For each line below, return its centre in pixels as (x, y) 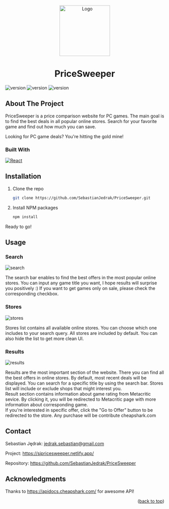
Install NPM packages (35, 207)
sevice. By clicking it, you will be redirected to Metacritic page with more (81, 399)
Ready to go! (18, 226)
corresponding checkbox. (32, 294)
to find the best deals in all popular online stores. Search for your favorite (81, 121)
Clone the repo (28, 188)
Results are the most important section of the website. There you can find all (84, 372)
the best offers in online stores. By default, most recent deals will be (76, 377)
